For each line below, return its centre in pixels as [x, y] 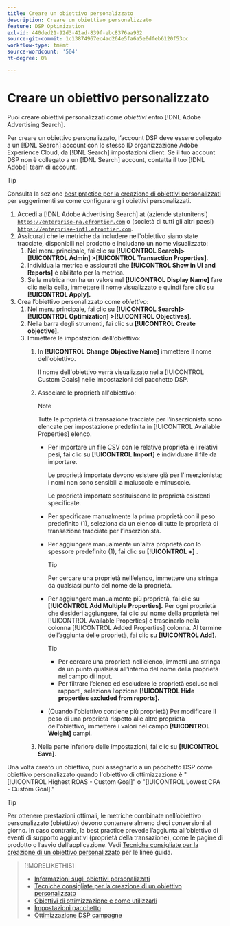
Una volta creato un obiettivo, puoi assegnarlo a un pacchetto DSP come [110, 767]
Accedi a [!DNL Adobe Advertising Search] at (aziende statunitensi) [112, 214]
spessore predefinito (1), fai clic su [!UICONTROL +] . [123, 551]
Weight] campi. [70, 733]
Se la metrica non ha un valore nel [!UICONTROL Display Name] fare [125, 279]
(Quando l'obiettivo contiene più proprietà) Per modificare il [132, 711]
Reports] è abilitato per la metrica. [76, 273]
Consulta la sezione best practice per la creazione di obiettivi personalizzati [114, 194]
